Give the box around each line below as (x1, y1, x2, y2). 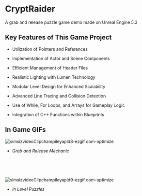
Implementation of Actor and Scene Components (12, 56, 110, 61)
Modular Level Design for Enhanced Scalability (12, 84, 106, 89)
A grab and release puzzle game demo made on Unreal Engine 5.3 (5, 19, 138, 25)
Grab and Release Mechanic (12, 148, 69, 154)
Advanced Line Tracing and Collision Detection (12, 93, 106, 98)
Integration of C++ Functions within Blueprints (12, 112, 105, 117)
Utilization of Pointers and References (12, 46, 88, 52)
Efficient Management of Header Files (12, 65, 88, 70)
